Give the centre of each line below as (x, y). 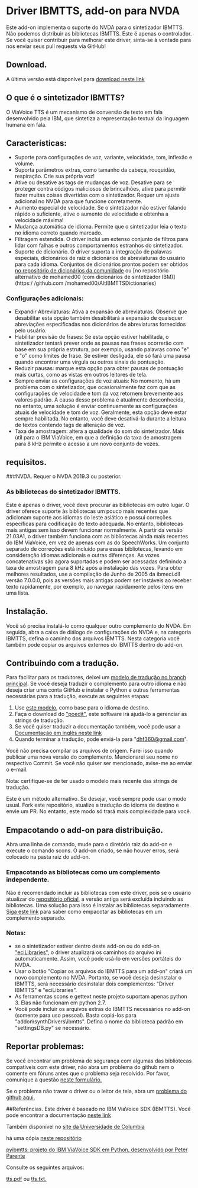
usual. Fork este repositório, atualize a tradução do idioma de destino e (92, 805)
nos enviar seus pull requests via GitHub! (56, 46)
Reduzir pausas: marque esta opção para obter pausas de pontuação (99, 368)
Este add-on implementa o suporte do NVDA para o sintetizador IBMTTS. (95, 27)
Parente (16, 1155)
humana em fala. (27, 124)
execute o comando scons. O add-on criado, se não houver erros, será (92, 850)
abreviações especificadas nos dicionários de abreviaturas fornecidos (100, 324)
